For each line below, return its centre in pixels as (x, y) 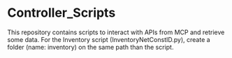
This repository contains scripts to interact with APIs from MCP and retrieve (116, 32)
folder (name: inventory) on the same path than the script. (90, 47)
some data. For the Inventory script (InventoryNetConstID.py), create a (109, 39)
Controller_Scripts (61, 13)
